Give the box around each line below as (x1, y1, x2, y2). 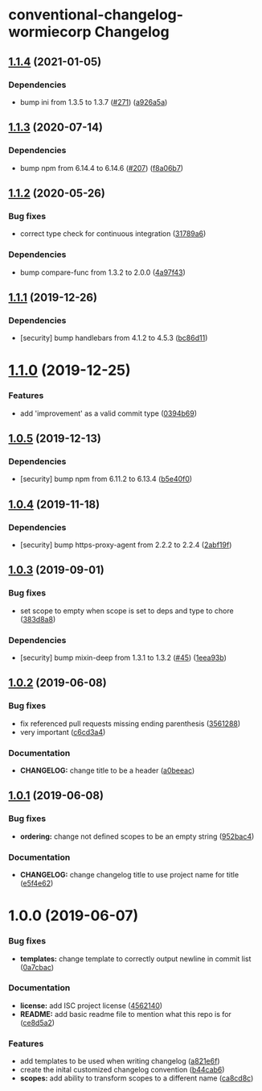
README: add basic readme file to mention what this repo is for (19, 1009, 231, 1018)
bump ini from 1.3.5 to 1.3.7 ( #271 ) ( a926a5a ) (19, 97, 168, 106)
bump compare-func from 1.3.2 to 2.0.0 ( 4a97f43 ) (19, 268, 186, 277)
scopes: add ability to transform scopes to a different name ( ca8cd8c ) (19, 1073, 254, 1083)
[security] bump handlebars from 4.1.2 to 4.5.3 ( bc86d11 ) (19, 333, 208, 343)
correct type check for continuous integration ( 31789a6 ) (19, 229, 207, 239)
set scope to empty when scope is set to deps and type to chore (19, 606, 235, 616)
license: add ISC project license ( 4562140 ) (19, 1001, 163, 1010)
